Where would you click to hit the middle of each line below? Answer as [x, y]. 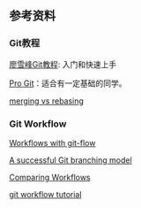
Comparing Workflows [50, 177]
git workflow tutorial [45, 194]
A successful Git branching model [70, 160]
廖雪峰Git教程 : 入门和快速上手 [63, 64]
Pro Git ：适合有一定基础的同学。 [68, 83]
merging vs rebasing [46, 101]
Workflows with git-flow [52, 143]
